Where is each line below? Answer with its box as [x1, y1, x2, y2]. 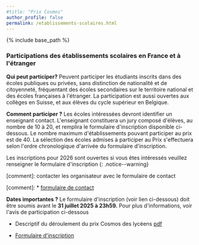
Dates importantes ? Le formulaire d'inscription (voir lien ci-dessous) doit [6, 196, 190, 203]
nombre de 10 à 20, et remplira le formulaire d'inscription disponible [6, 123, 175, 130]
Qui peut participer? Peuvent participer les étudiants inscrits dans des [6, 73, 182, 80]
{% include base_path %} [6, 37, 70, 44]
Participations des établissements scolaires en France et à [6, 52, 181, 60]
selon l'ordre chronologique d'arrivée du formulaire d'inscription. [6, 142, 167, 150]
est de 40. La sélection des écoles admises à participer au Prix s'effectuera [6, 136, 194, 143]
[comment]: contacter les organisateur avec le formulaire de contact [6, 172, 176, 179]
